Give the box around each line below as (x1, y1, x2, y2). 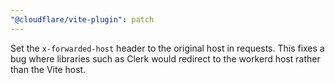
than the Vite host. (10, 63, 87, 75)
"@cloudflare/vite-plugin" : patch (10, 14, 155, 25)
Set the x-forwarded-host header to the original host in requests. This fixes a (10, 42, 325, 54)
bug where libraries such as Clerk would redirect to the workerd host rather (10, 52, 321, 65)
